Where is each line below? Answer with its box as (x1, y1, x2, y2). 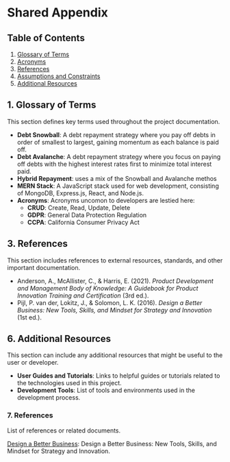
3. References (7, 238, 68, 250)
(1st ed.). (16, 313, 42, 321)
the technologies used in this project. (16, 379, 122, 387)
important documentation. (7, 263, 81, 271)
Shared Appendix (7, 5, 108, 21)
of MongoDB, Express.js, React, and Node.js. (16, 189, 144, 197)
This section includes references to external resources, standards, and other (7, 256, 223, 265)
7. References (7, 411, 53, 420)
